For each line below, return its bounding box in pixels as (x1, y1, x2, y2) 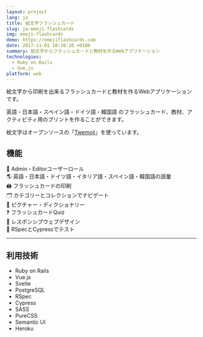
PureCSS (14, 312, 38, 319)
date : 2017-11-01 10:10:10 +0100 (6, 43, 91, 49)
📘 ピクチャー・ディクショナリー (6, 201, 86, 208)
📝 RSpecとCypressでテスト (6, 226, 75, 233)
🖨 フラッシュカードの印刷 (6, 182, 71, 190)
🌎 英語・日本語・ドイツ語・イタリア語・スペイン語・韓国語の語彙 (6, 173, 172, 180)
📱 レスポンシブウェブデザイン (6, 218, 80, 225)
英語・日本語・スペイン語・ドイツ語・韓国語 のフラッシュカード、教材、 (6, 108, 187, 115)
